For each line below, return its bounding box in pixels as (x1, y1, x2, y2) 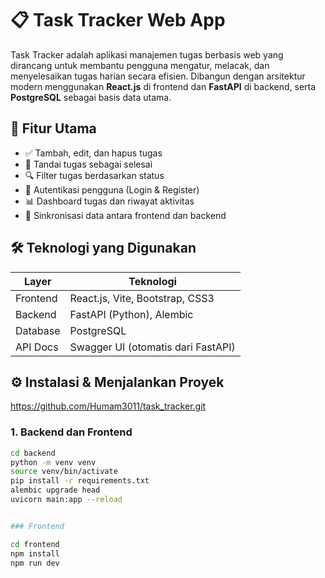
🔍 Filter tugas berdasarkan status (24, 169, 165, 181)
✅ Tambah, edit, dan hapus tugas (24, 147, 163, 159)
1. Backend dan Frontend (10, 425, 133, 439)
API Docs (15, 340, 59, 354)
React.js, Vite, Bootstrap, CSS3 (69, 291, 215, 305)
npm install (10, 548, 60, 559)
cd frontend (10, 539, 60, 549)
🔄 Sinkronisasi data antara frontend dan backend (24, 209, 227, 221)
